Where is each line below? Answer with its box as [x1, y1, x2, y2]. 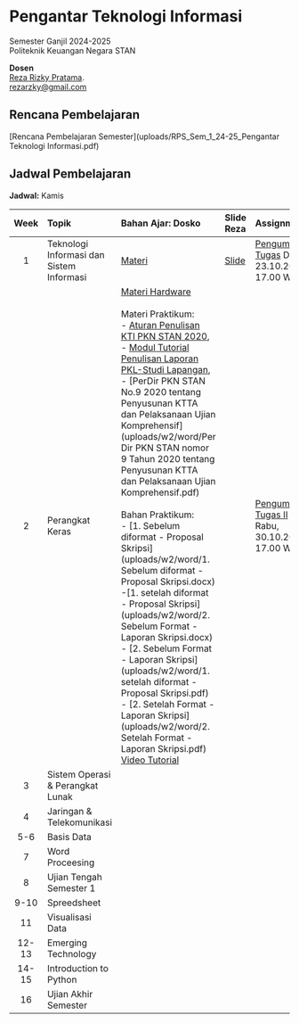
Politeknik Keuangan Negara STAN [9, 45, 136, 55]
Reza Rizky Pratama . [9, 71, 85, 82]
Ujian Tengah [47, 870, 102, 883]
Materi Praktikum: [120, 308, 195, 320]
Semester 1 [47, 881, 96, 894]
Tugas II [255, 508, 288, 521]
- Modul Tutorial [120, 341, 190, 353]
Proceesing [47, 856, 95, 869]
